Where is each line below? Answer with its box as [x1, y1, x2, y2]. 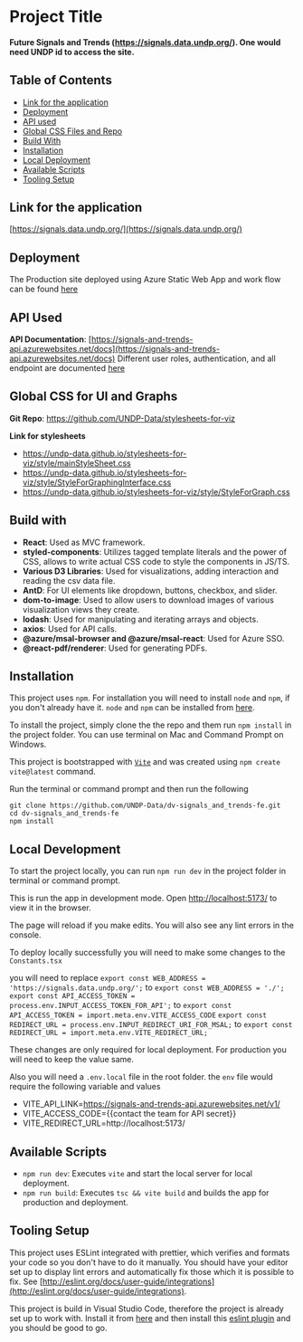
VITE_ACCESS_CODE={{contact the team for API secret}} [22, 1109, 237, 1119]
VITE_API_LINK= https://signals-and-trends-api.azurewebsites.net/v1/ [22, 1099, 280, 1109]
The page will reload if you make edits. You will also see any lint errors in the [9, 920, 294, 931]
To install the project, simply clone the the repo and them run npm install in [9, 719, 292, 730]
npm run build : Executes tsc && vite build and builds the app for [22, 1187, 270, 1198]
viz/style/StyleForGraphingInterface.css [22, 477, 172, 488]
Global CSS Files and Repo [22, 125, 123, 137]
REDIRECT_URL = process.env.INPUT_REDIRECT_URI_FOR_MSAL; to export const [9, 1019, 293, 1030]
